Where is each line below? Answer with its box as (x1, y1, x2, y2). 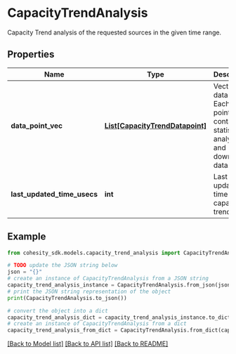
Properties (7, 48, 55, 60)
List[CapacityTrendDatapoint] (104, 121, 207, 131)
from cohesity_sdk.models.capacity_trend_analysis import (7, 249, 181, 256)
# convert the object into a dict (7, 307, 109, 314)
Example (7, 230, 46, 243)
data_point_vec (11, 121, 63, 131)
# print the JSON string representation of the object (7, 288, 171, 295)
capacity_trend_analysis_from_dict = (7, 327, 118, 334)
